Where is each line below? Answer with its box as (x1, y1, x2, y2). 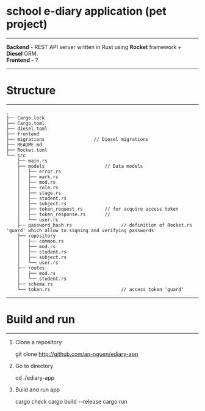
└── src (6, 152, 26, 159)
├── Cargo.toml (6, 120, 45, 126)
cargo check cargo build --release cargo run (15, 398, 128, 405)
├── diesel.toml (6, 126, 48, 132)
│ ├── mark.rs (17, 173, 59, 180)
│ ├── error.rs (17, 168, 62, 175)
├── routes (17, 265, 45, 271)
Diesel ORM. (6, 50, 38, 57)
